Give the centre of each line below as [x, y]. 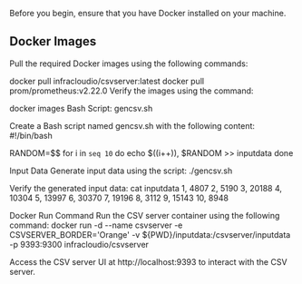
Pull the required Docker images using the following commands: [129, 64]
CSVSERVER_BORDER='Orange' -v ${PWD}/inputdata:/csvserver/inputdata [150, 234]
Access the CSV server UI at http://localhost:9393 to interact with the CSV [148, 261]
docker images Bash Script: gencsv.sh [81, 108]
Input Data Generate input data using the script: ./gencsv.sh [121, 171]
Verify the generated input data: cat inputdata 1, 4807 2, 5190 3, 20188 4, [146, 188]
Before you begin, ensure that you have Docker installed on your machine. [148, 13]
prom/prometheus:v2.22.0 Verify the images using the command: [132, 91]
